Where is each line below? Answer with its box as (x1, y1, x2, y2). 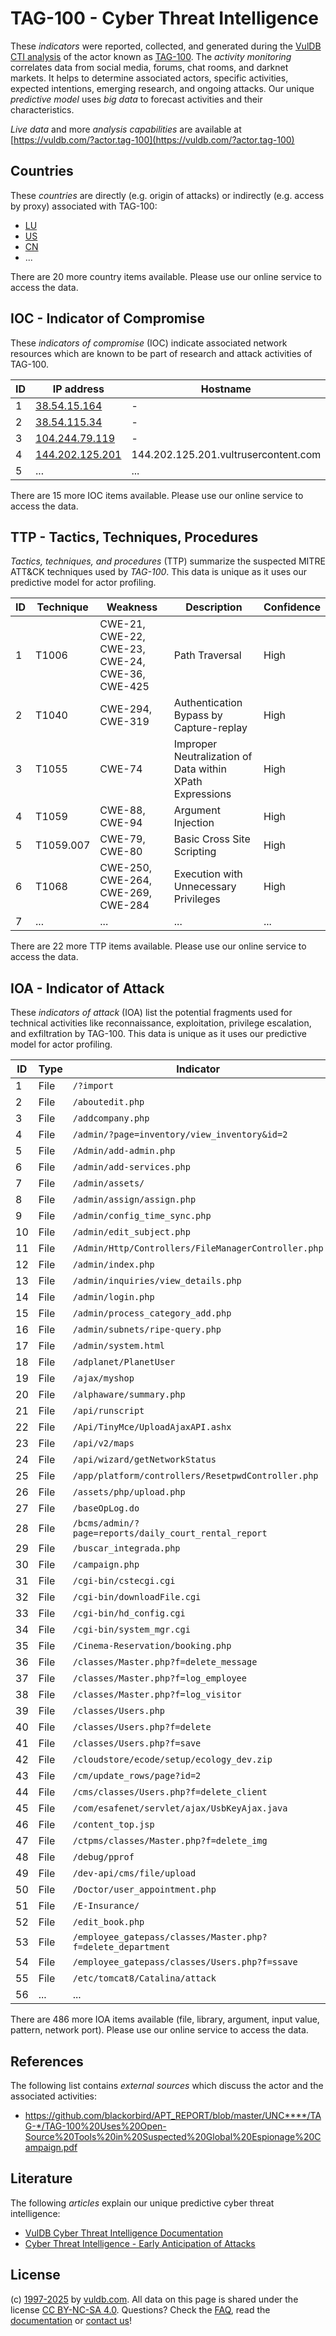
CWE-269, (99, 886, 153, 900)
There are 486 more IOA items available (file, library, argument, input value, (10, 2013, 320, 2026)
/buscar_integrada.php (72, 1543, 181, 1554)
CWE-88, (99, 803, 146, 817)
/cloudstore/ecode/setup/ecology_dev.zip (72, 1754, 273, 1766)
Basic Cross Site (173, 832, 251, 846)
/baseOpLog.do (72, 1503, 140, 1514)
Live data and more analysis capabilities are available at (10, 123, 242, 135)
